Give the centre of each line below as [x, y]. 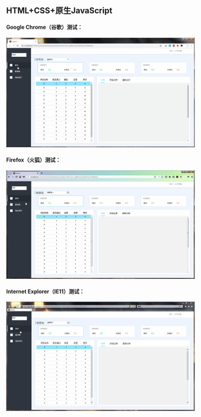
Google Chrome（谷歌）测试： [45, 27]
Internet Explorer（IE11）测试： [45, 291]
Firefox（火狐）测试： [33, 160]
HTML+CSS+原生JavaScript [59, 11]
